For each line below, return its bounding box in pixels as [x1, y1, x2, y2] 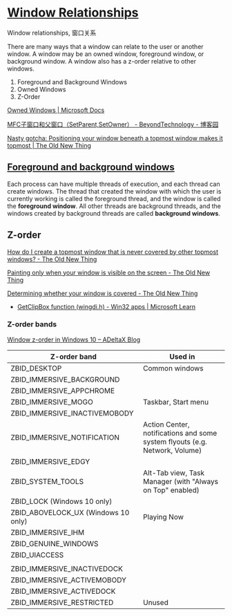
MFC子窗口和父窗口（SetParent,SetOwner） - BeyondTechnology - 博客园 [7, 120, 219, 129]
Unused [142, 597, 169, 607]
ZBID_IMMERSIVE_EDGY [10, 456, 90, 466]
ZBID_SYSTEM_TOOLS [10, 476, 84, 486]
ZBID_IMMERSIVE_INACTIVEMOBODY [10, 408, 134, 418]
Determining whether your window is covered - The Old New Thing [7, 289, 198, 297]
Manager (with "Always [142, 476, 219, 486]
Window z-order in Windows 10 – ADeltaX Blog [7, 335, 141, 344]
